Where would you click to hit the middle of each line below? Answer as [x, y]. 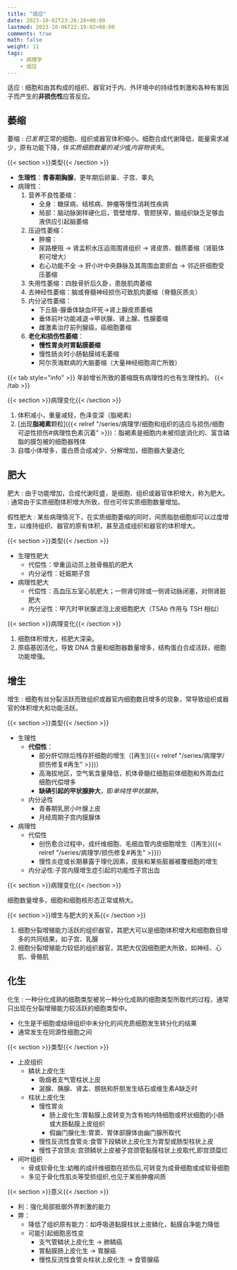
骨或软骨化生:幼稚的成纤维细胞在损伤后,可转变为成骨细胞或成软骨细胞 [129, 1168]
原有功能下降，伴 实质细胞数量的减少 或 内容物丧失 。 [93, 147]
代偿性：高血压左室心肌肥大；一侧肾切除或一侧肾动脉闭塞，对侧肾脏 [127, 591]
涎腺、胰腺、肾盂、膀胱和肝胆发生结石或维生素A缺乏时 [118, 1088]
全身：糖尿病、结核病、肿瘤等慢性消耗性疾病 [104, 204]
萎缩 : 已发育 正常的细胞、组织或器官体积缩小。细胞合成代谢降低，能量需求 [115, 139]
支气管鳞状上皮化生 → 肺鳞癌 [80, 1242]
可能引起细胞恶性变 [56, 1233]
